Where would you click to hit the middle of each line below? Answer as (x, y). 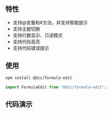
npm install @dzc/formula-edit (39, 78)
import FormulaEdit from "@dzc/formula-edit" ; (56, 87)
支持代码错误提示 (31, 48)
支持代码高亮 (26, 41)
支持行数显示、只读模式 (38, 35)
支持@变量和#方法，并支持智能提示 (50, 22)
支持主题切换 (26, 29)
